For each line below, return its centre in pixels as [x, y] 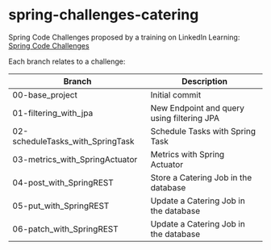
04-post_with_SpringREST [63, 182]
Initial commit [176, 94]
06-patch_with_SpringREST [65, 229]
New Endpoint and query [197, 108]
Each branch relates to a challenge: [67, 61]
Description [204, 81]
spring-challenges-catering [104, 15]
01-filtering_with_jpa [53, 113]
